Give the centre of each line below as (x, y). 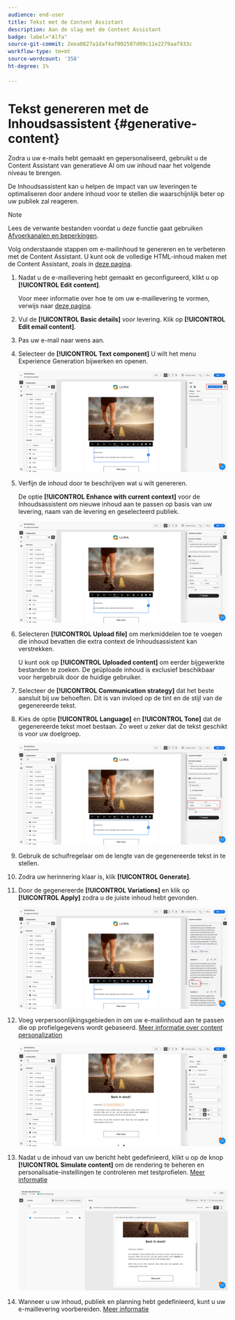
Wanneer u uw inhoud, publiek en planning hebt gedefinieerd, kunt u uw (122, 1302)
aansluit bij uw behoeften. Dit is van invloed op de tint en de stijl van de (120, 698)
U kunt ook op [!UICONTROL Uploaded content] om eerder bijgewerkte (121, 662)
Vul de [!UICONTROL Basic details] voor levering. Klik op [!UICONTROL (122, 319)
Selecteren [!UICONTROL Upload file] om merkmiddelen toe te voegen (120, 634)
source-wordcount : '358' (44, 59)
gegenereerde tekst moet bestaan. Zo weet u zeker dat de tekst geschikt (122, 726)
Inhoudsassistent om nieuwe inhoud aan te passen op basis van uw (115, 504)
